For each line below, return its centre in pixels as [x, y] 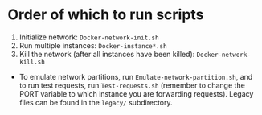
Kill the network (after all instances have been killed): [107, 54]
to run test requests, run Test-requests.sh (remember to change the [132, 85]
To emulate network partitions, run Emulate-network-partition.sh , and [136, 76]
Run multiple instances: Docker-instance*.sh [93, 45]
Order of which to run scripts [106, 15]
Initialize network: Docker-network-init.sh [89, 37]
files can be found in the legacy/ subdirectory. [96, 102]
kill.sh [32, 62]
